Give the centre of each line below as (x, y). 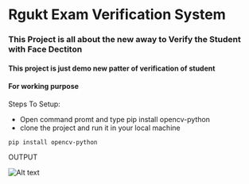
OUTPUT (23, 157)
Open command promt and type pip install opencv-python (115, 119)
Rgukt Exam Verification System (117, 15)
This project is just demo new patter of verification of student (112, 68)
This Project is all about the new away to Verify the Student (124, 40)
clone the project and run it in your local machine (100, 128)
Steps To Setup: (35, 104)
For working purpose (44, 86)
